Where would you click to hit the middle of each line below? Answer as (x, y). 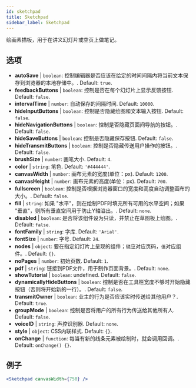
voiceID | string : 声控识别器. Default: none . (67, 324)
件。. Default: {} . (35, 254)
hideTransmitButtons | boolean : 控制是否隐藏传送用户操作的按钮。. (96, 146)
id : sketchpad (24, 11)
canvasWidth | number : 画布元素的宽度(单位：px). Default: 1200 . (91, 174)
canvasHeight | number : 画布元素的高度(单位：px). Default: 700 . (91, 181)
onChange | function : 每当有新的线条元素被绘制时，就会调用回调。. (97, 339)
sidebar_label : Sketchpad (38, 22)
